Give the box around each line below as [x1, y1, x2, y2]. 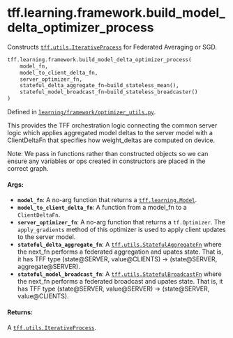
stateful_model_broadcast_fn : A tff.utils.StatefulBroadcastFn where [17, 270, 222, 278]
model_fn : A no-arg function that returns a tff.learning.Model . [17, 196, 197, 204]
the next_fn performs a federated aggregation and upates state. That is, [17, 247, 223, 256]
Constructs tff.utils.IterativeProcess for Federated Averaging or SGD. [7, 43, 218, 51]
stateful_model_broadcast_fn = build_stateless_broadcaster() [20, 89, 198, 95]
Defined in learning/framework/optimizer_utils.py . [7, 108, 156, 116]
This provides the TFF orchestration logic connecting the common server [7, 121, 218, 130]
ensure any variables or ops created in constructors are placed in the [7, 157, 206, 165]
